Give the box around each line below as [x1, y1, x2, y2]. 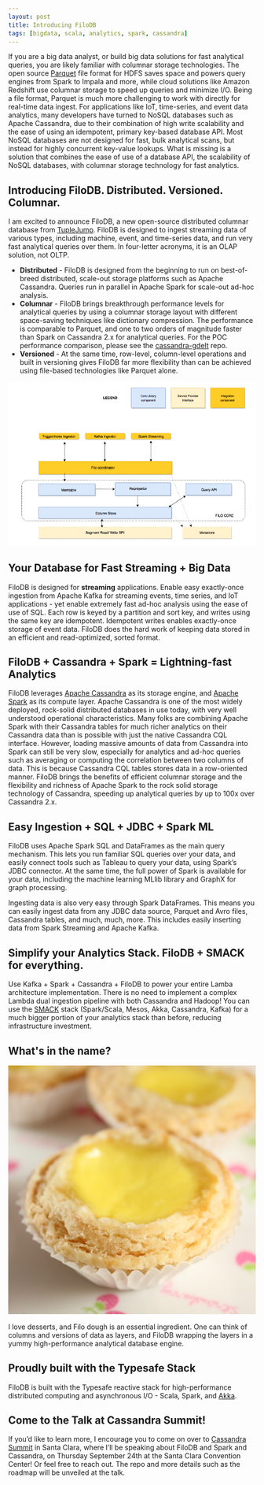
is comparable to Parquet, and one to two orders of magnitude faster [19, 324, 242, 334]
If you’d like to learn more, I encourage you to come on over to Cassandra [8, 1435, 247, 1444]
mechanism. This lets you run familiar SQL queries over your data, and [8, 849, 236, 859]
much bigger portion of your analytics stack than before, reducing [8, 1013, 222, 1023]
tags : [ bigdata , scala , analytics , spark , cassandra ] [8, 29, 189, 37]
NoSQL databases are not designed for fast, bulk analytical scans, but [8, 136, 235, 145]
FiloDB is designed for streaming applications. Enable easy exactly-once [8, 582, 244, 592]
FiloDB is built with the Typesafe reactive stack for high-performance [8, 1383, 232, 1392]
